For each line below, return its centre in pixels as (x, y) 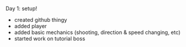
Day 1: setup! (21, 9)
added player (30, 26)
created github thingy (41, 20)
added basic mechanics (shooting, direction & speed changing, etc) (97, 32)
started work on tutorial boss (50, 38)
